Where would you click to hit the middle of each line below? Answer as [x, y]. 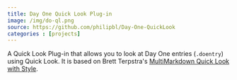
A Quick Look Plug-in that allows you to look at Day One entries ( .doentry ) [116, 54]
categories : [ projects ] [44, 34]
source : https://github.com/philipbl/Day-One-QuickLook [91, 27]
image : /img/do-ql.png [41, 21]
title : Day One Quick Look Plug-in [60, 14]
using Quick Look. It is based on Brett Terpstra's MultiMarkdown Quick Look [118, 62]
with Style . [23, 69]
